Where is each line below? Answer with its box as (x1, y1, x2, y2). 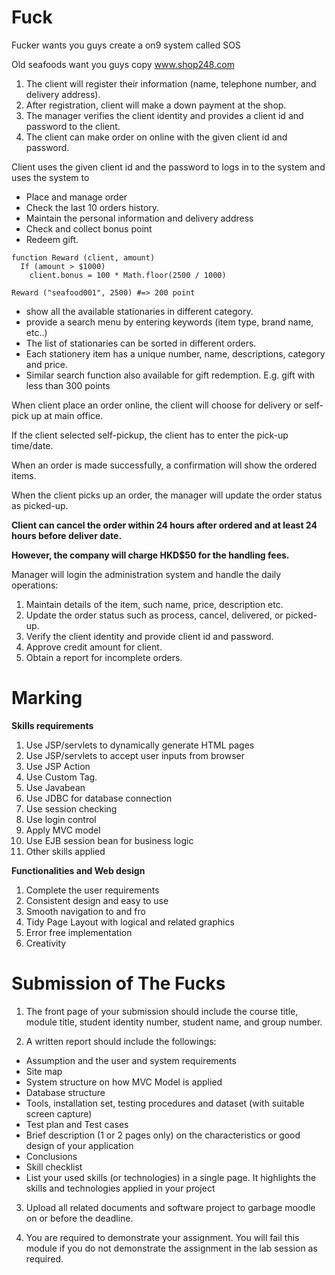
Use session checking (25, 802, 118, 815)
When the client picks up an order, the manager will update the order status (11, 489, 323, 501)
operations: (11, 579, 59, 591)
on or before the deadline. (25, 1212, 134, 1224)
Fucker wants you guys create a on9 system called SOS (11, 39, 241, 51)
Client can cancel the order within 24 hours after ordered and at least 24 (11, 519, 318, 531)
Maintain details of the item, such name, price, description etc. (25, 598, 284, 610)
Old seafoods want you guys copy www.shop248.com (11, 58, 235, 70)
